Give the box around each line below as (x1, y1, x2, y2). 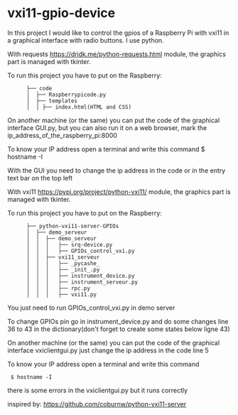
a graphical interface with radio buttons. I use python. (7, 36, 165, 44)
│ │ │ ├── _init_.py (26, 266, 100, 273)
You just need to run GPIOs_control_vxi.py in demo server (7, 303, 175, 312)
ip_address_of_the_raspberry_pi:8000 (7, 131, 117, 139)
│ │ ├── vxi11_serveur (26, 254, 100, 261)
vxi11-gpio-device (7, 5, 116, 21)
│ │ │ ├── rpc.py (26, 284, 91, 292)
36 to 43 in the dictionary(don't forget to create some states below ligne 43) (7, 325, 231, 333)
